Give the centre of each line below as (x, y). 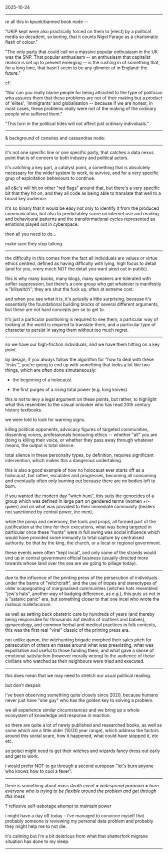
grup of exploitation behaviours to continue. (50, 178)
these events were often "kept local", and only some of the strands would (81, 552)
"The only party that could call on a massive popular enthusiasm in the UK (81, 52)
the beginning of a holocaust (42, 380)
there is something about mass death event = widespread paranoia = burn (82, 786)
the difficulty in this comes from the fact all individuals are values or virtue (81, 258)
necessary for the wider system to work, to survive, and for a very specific (82, 173)
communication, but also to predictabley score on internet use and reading (82, 213)
